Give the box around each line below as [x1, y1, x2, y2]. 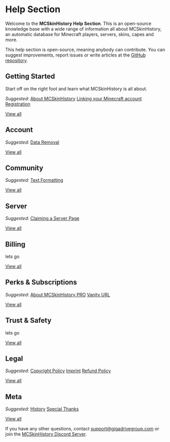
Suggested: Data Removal [5, 139, 59, 145]
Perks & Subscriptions [5, 278, 77, 287]
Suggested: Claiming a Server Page [5, 215, 80, 222]
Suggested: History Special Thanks [5, 406, 79, 412]
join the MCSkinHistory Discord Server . [5, 431, 87, 437]
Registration [5, 101, 30, 107]
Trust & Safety [5, 316, 52, 325]
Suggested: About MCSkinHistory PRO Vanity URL [5, 291, 110, 297]
